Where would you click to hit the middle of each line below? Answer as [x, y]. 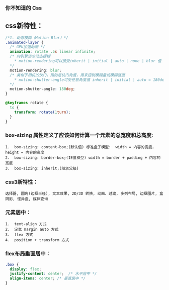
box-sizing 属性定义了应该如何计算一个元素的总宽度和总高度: [79, 135]
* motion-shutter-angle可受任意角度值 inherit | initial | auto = [82, 80]
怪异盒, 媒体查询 [33, 199]
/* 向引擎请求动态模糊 [30, 56]
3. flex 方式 [19, 235]
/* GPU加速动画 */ [27, 47]
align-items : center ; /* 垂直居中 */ [48, 278]
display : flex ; [26, 269]
